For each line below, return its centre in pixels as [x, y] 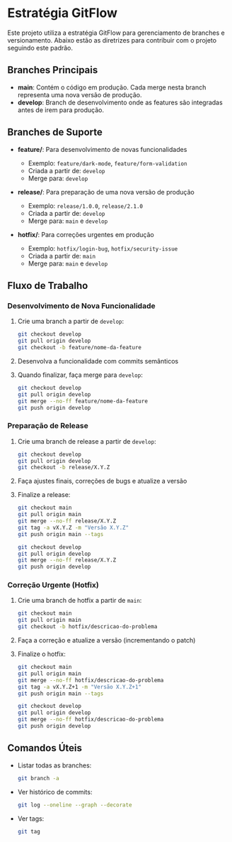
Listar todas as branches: [54, 765]
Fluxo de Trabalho [48, 285]
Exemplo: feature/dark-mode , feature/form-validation [108, 163]
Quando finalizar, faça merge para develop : [80, 375]
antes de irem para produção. [61, 110]
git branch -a [38, 778]
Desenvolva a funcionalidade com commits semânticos [98, 361]
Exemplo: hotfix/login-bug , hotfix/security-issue [103, 248]
